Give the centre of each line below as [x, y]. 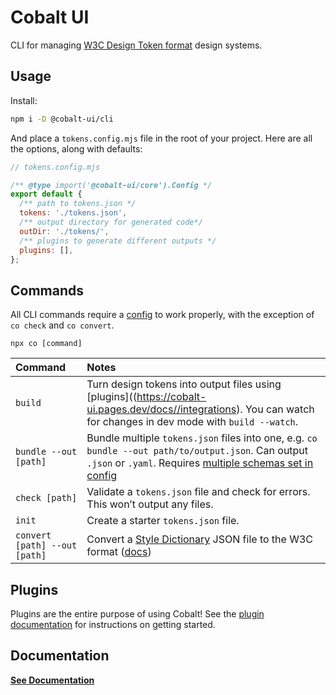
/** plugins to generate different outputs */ [118, 241]
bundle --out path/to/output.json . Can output [197, 451]
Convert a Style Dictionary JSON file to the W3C [200, 539]
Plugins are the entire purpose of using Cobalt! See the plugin [137, 614]
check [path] [46, 498]
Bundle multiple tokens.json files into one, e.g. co [202, 438]
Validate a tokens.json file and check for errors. [198, 492]
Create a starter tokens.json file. [163, 521]
